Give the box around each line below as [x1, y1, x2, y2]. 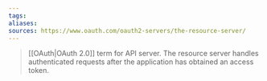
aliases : [8, 19, 38, 27]
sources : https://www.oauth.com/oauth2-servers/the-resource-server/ [8, 26, 247, 34]
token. [27, 66, 50, 75]
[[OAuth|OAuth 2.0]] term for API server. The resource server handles [27, 49, 259, 59]
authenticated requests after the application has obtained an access [27, 57, 254, 67]
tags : [8, 11, 27, 20]
